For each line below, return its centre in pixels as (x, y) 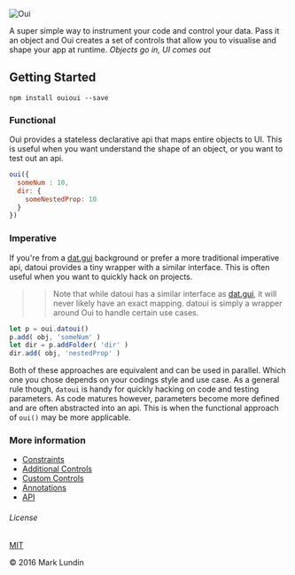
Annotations (44, 488)
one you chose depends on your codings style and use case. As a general (144, 380)
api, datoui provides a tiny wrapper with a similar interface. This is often (140, 267)
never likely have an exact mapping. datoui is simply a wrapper (167, 303)
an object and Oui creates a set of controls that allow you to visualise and (143, 40)
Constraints (43, 460)
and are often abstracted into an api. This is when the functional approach (144, 408)
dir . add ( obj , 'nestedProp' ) (65, 354)
